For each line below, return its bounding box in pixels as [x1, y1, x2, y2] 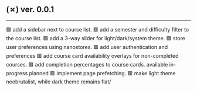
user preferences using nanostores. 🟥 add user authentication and [6, 43, 168, 50]
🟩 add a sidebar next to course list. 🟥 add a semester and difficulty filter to [6, 26, 189, 33]
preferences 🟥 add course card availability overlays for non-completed [6, 52, 179, 59]
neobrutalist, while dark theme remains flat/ [6, 78, 111, 85]
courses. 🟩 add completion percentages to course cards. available [6, 61, 168, 68]
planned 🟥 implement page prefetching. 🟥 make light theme [29, 69, 176, 76]
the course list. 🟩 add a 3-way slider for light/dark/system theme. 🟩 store [6, 34, 186, 41]
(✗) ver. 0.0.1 [6, 5, 55, 15]
